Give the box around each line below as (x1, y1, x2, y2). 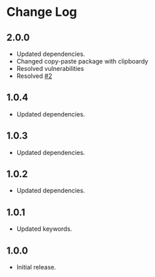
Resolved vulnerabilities (16, 65, 84, 72)
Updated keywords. (16, 225, 73, 233)
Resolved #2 (16, 72, 52, 80)
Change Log (6, 4, 77, 20)
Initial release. (16, 263, 56, 271)
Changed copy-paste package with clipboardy (16, 57, 149, 65)
